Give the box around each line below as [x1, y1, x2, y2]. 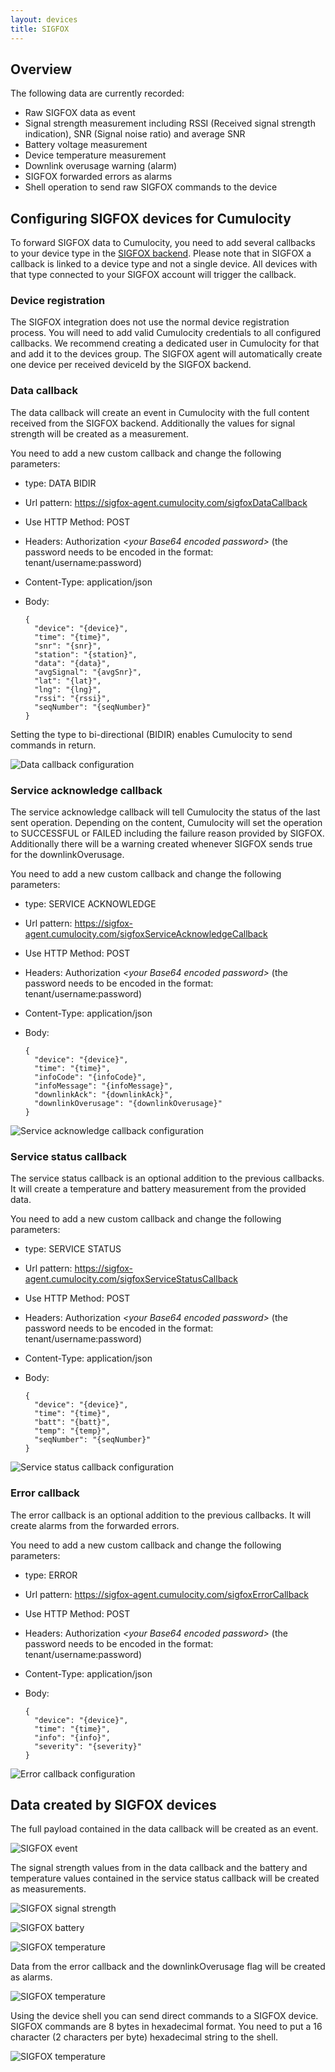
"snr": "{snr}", [34, 641, 102, 651]
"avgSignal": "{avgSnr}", [34, 667, 142, 677]
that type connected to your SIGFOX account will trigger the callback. [10, 269, 297, 281]
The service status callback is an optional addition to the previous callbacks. [10, 1172, 325, 1185]
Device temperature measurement [24, 149, 167, 161]
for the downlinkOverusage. [10, 849, 125, 861]
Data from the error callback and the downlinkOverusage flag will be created [10, 1961, 326, 1973]
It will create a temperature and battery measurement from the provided [10, 1183, 307, 1195]
